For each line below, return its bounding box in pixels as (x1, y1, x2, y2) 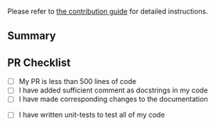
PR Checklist (7, 56, 71, 69)
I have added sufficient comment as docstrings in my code (18, 85, 208, 95)
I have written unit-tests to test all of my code (18, 110, 165, 120)
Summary (7, 29, 56, 42)
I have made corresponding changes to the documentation (18, 94, 208, 104)
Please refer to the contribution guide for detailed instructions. (7, 7, 208, 16)
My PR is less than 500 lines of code (18, 77, 137, 86)
